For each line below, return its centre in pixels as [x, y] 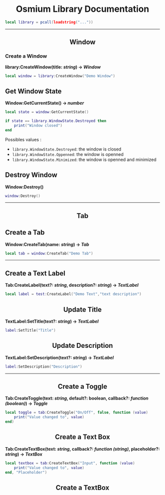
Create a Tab [25, 232]
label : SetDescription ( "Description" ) [44, 367]
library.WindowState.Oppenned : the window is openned [68, 154]
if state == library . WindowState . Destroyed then [56, 121]
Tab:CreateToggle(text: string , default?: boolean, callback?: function [77, 398]
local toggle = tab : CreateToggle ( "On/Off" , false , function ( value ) [77, 413]
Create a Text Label [35, 273]
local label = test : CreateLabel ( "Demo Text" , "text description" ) [73, 294]
